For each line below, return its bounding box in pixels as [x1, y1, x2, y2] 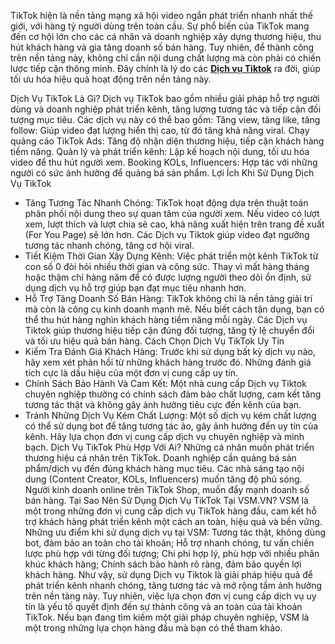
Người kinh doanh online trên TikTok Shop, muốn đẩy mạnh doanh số [24, 484, 310, 495]
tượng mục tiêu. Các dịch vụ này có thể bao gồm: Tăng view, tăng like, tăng [10, 114, 321, 125]
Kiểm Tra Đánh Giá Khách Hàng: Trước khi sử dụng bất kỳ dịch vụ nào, [24, 346, 316, 357]
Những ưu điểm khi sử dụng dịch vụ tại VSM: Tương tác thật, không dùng [24, 526, 327, 538]
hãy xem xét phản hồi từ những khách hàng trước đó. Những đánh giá [24, 356, 312, 368]
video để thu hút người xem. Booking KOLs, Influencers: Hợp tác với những [10, 156, 318, 168]
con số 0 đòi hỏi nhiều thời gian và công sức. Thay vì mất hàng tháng [24, 261, 310, 272]
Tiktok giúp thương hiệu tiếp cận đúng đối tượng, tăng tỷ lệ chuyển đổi [24, 325, 315, 336]
